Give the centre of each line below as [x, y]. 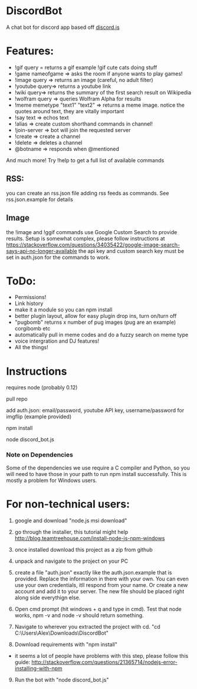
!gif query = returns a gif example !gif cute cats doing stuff [86, 67]
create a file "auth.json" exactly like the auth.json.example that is [93, 572]
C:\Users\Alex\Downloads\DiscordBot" [62, 633]
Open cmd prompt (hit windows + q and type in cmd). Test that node [98, 609]
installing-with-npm [39, 668]
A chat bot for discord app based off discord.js [63, 27]
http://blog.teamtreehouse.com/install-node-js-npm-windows [90, 538]
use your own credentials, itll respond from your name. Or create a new [101, 585]
